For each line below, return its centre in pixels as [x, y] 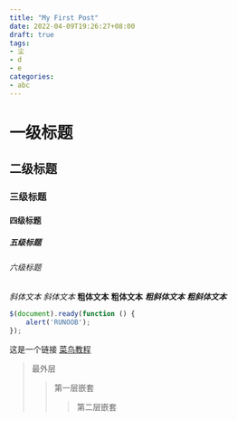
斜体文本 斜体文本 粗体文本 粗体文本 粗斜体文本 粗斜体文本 [118, 297]
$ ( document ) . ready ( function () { [72, 314]
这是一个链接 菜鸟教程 [50, 349]
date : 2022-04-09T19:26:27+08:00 [72, 26]
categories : [32, 77]
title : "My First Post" [54, 18]
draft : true [32, 34]
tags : [19, 43]
